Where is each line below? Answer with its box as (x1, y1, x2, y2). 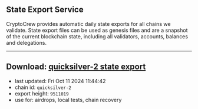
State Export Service (6, 5, 84, 15)
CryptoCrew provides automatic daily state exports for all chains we (6, 20, 171, 27)
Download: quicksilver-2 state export (6, 62, 146, 72)
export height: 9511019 (14, 90, 69, 97)
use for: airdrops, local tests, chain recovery (14, 96, 122, 103)
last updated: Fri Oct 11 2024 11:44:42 (14, 77, 106, 84)
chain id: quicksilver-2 (14, 84, 72, 91)
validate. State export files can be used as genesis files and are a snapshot (6, 27, 188, 34)
